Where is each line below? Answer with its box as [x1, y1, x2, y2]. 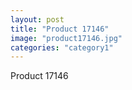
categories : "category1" [10, 42, 114, 53]
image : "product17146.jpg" [10, 33, 123, 43]
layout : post [10, 14, 65, 25]
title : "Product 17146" [10, 24, 110, 34]
